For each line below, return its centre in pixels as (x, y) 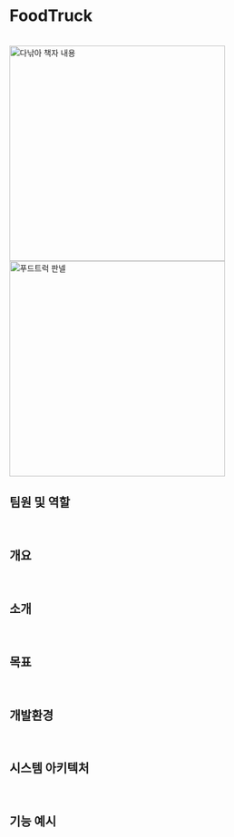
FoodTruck (51, 16)
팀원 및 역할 (40, 503)
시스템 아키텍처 (49, 769)
